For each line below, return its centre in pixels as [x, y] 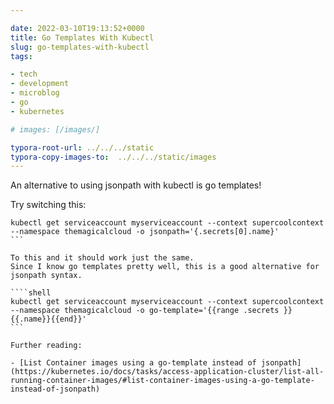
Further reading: [46, 346]
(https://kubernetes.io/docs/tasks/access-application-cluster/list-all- [167, 372]
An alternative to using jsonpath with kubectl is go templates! [136, 185]
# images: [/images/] [55, 129]
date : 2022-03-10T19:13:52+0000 [77, 28]
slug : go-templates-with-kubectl [80, 47]
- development [40, 84]
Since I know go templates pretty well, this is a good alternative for [165, 267]
